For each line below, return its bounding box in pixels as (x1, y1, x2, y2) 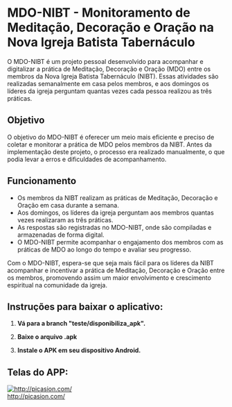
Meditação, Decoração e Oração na (7, 19, 215, 35)
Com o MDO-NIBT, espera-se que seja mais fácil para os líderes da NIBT (7, 258, 215, 267)
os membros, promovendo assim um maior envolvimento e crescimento (7, 273, 211, 282)
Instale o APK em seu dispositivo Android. (17, 346, 141, 355)
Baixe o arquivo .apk (17, 333, 78, 341)
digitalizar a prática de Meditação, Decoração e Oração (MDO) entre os (7, 65, 211, 73)
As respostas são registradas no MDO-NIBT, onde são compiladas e (17, 223, 212, 231)
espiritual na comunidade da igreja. (7, 281, 107, 289)
